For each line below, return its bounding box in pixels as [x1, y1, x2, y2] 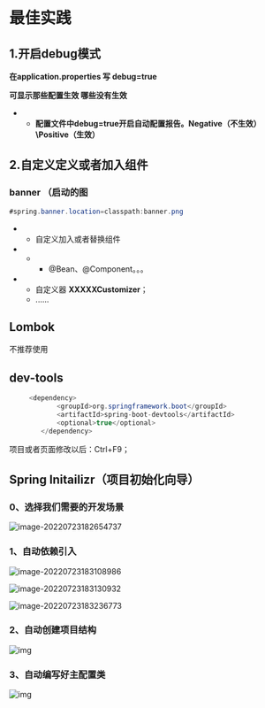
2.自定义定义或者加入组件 [9, 158, 148, 173]
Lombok [9, 319, 56, 335]
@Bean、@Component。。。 [48, 263, 148, 274]
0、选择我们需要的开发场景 [9, 501, 125, 513]
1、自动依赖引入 [9, 545, 77, 558]
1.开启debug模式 [9, 46, 102, 61]
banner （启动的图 [9, 187, 88, 199]
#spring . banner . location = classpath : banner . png [9, 207, 184, 216]
